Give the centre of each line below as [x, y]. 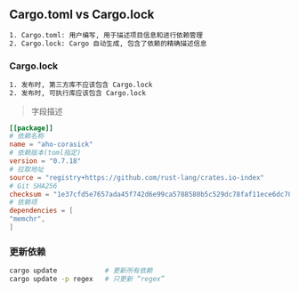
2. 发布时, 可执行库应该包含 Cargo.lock [78, 93]
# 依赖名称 [27, 136]
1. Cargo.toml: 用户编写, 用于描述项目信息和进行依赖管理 [106, 35]
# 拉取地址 [27, 169]
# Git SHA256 [33, 186]
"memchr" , [28, 219]
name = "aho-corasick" [51, 145]
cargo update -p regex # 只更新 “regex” [87, 280]
